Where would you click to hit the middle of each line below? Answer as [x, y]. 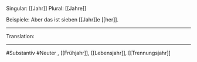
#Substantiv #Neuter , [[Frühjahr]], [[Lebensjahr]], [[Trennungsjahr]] [89, 53]
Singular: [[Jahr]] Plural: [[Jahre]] [46, 8]
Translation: [20, 36]
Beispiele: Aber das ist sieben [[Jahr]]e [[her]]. [62, 19]
